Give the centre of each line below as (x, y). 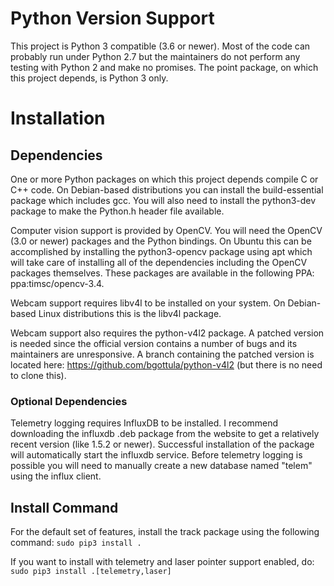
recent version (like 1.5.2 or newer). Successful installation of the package (162, 444)
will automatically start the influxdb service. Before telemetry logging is (156, 455)
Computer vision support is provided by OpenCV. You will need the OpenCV (166, 230)
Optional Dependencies (69, 401)
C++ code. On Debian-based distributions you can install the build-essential (167, 189)
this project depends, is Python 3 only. (89, 78)
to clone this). (38, 375)
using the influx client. (56, 476)
